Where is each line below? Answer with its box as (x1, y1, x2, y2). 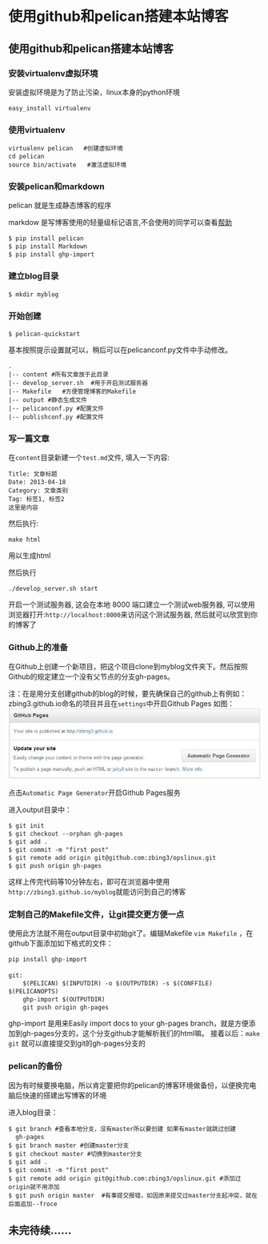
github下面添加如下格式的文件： (8, 938, 114, 949)
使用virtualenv (8, 124, 66, 135)
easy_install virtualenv (8, 104, 91, 112)
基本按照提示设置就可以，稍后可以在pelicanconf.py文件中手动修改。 (8, 345, 233, 355)
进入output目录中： (8, 805, 72, 815)
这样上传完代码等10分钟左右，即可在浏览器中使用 (8, 877, 170, 887)
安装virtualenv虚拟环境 (8, 67, 98, 78)
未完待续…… (8, 1224, 72, 1238)
